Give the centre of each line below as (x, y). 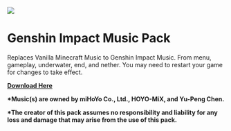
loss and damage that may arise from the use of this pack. (92, 120)
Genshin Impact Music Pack (89, 38)
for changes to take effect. (45, 72)
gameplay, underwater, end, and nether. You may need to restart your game (115, 64)
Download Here (30, 85)
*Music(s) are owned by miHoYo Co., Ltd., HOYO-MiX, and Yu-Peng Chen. (116, 99)
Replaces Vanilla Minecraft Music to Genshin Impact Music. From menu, (109, 57)
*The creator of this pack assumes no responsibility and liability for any (112, 112)
